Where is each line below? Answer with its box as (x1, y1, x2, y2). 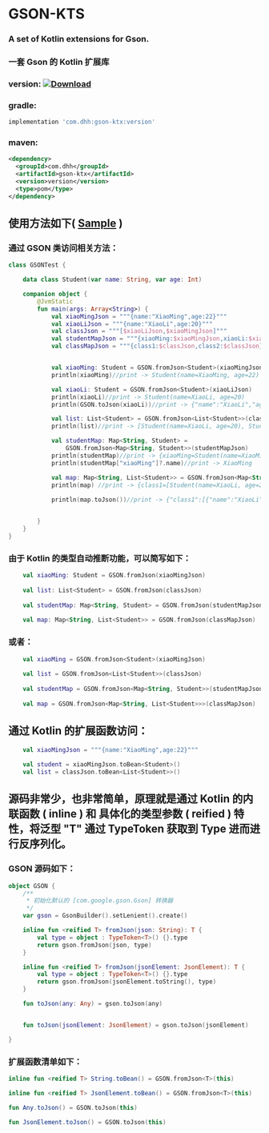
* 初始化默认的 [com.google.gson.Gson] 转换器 (26, 897, 174, 905)
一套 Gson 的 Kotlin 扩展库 (8, 57, 110, 68)
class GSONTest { (8, 261, 66, 269)
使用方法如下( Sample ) (8, 217, 123, 231)
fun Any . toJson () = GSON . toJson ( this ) (8, 1103, 138, 1111)
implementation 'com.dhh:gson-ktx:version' (8, 118, 156, 127)
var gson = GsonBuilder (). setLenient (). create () (22, 912, 188, 920)
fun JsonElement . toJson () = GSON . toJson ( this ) (8, 1118, 167, 1126)
